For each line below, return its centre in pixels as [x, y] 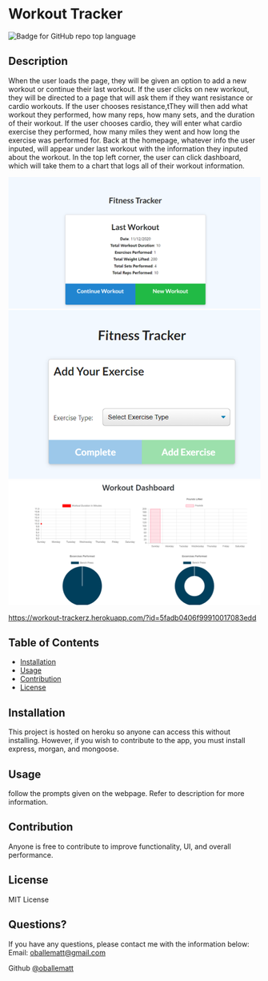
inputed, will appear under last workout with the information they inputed [128, 148]
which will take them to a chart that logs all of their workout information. [127, 166]
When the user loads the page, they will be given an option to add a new [127, 80]
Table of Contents [54, 643]
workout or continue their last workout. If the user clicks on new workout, [129, 89]
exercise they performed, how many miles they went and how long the [124, 131]
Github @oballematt [41, 968]
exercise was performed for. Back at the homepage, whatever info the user [132, 140]
